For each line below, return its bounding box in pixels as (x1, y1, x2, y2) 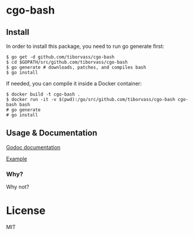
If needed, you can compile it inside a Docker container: (6, 80, 142, 87)
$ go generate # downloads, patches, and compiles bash (6, 64, 146, 70)
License (6, 204, 46, 217)
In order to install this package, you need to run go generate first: (6, 43, 165, 50)
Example (6, 155, 28, 162)
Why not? (6, 184, 29, 191)
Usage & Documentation (6, 128, 97, 138)
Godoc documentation (6, 143, 61, 151)
